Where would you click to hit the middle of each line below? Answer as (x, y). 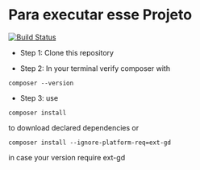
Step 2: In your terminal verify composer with (95, 68)
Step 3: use (39, 97)
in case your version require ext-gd (67, 157)
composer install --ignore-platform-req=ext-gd (90, 143)
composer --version (41, 83)
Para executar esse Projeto (100, 15)
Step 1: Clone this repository (67, 52)
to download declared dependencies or (74, 127)
